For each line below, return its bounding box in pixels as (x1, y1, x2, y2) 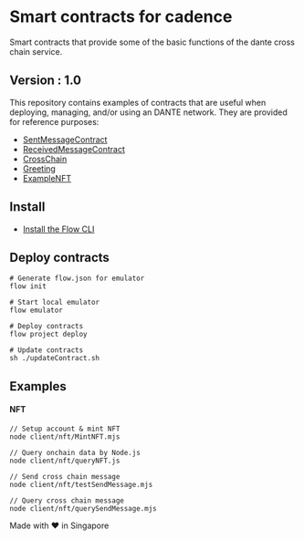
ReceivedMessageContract (22, 143, 126, 154)
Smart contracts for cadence (9, 6, 233, 27)
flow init (9, 282, 47, 291)
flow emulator (9, 306, 64, 316)
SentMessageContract (22, 134, 108, 145)
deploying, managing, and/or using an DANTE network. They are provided (9, 107, 288, 118)
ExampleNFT (22, 172, 71, 183)
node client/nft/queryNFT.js (9, 456, 121, 465)
